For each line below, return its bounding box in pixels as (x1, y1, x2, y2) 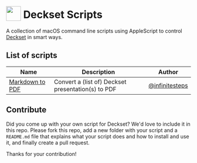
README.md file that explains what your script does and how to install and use (6, 133, 189, 140)
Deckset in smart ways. (6, 33, 63, 40)
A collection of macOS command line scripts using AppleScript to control (6, 27, 182, 34)
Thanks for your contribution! (6, 150, 77, 157)
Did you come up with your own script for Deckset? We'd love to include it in (6, 120, 191, 127)
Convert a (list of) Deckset (53, 78, 127, 86)
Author (158, 68, 179, 76)
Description (81, 68, 116, 76)
